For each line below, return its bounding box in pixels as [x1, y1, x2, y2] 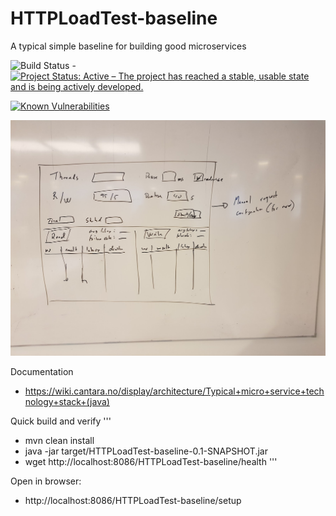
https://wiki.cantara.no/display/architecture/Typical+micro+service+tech [24, 385, 325, 397]
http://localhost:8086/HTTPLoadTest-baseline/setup [24, 495, 242, 507]
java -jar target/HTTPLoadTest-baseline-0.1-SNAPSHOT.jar [24, 445, 268, 457]
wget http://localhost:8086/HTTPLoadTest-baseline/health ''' [24, 456, 278, 468]
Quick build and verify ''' [10, 415, 112, 427]
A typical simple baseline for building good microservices [10, 40, 247, 52]
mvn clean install [24, 435, 95, 447]
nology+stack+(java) [24, 396, 110, 408]
